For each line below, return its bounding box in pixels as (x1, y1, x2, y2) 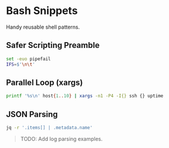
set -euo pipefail (6, 56, 51, 62)
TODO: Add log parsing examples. (20, 135, 103, 142)
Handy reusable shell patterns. (6, 23, 80, 30)
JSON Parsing (6, 109, 58, 119)
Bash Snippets (6, 4, 78, 18)
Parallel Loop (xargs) (6, 77, 83, 87)
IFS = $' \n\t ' (6, 61, 35, 67)
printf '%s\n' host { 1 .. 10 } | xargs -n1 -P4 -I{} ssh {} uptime (6, 93, 164, 99)
